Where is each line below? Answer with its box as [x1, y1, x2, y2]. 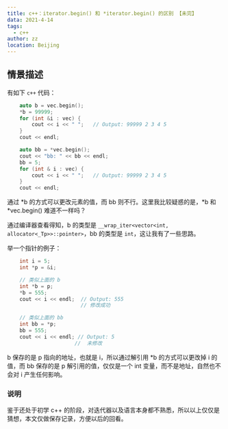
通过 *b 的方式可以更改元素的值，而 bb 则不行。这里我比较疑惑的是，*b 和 [7, 198, 217, 206]
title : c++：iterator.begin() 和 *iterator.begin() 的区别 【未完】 [7, 10, 197, 17]
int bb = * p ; [19, 321, 57, 328]
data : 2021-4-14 [7, 16, 53, 23]
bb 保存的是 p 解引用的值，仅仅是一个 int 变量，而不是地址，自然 [26, 361, 210, 370]
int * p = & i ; [19, 265, 57, 271]
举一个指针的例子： [7, 244, 62, 252]
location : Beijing [7, 42, 60, 49]
